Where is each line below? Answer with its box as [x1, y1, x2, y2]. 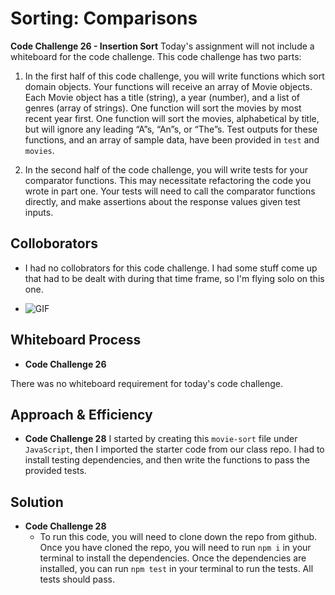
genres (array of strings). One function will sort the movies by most [24, 102, 302, 114]
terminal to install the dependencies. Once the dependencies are [39, 552, 307, 564]
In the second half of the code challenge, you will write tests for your [24, 163, 308, 176]
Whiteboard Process [10, 332, 142, 349]
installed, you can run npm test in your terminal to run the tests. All [39, 563, 314, 575]
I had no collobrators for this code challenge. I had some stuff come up [24, 262, 318, 274]
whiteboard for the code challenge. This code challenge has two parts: [10, 50, 302, 62]
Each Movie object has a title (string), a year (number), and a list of [24, 91, 301, 103]
